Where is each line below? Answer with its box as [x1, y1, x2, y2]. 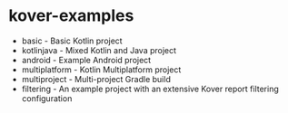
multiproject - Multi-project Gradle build [21, 73, 172, 84]
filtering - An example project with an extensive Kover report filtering [21, 83, 279, 94]
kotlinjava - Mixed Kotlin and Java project [21, 44, 177, 55]
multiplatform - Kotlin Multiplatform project [21, 64, 182, 75]
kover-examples [8, 5, 134, 26]
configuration [21, 92, 73, 104]
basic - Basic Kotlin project [21, 35, 124, 46]
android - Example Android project [21, 54, 152, 65]
